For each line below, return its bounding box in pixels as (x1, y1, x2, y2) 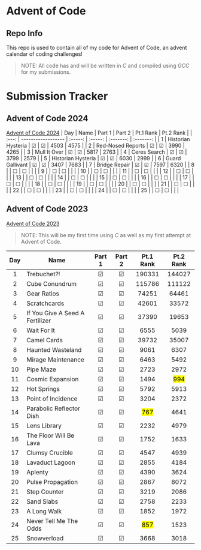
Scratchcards (26, 299, 65, 307)
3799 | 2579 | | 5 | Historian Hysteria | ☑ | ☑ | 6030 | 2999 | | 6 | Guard (6, 155, 181, 162)
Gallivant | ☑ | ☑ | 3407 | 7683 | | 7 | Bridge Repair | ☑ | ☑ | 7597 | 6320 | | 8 (6, 161, 195, 168)
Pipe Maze (26, 365, 57, 373)
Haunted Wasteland (26, 345, 82, 354)
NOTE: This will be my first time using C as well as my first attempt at (20, 231, 191, 238)
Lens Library (26, 422, 62, 430)
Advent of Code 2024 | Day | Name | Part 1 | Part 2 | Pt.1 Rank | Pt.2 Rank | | (6, 129, 193, 136)
